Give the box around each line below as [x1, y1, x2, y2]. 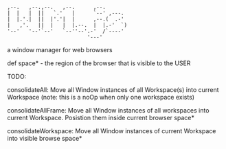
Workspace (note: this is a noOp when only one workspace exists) [7, 93, 194, 101]
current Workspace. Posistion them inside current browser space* [7, 114, 194, 122]
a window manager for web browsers [7, 46, 113, 54]
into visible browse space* [7, 135, 82, 142]
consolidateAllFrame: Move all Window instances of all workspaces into [7, 106, 210, 114]
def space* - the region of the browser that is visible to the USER [7, 59, 191, 67]
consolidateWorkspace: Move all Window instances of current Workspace [7, 127, 216, 135]
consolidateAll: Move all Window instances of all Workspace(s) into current [7, 86, 219, 93]
